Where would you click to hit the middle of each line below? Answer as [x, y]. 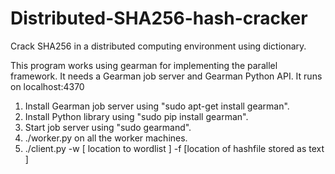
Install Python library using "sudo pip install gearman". [136, 116]
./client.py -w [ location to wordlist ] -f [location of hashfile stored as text [174, 148]
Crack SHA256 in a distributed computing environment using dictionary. [158, 46]
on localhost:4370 [47, 86]
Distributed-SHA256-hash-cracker [159, 18]
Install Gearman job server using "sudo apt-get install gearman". [157, 106]
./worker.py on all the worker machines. [106, 138]
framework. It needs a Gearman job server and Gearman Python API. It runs [166, 76]
